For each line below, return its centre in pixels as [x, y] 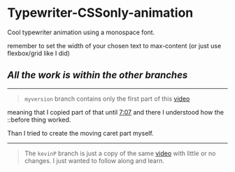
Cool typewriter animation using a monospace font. [81, 32]
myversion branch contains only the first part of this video [107, 99]
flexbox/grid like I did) [38, 53]
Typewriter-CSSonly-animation [100, 13]
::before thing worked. [39, 120]
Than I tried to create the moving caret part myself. [80, 133]
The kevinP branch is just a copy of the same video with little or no [120, 153]
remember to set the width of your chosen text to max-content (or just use [114, 45]
